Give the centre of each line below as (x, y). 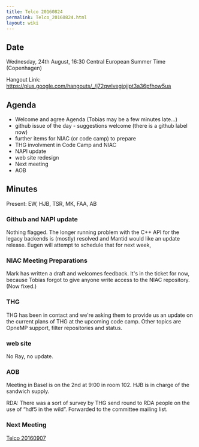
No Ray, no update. (30, 356)
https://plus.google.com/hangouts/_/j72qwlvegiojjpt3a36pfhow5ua (89, 86)
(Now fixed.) (22, 286)
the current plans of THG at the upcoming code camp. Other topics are (94, 321)
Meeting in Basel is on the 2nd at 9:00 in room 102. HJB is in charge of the (98, 385)
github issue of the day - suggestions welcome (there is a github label (101, 126)
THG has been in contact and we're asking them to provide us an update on (99, 315)
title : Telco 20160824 (34, 12)
